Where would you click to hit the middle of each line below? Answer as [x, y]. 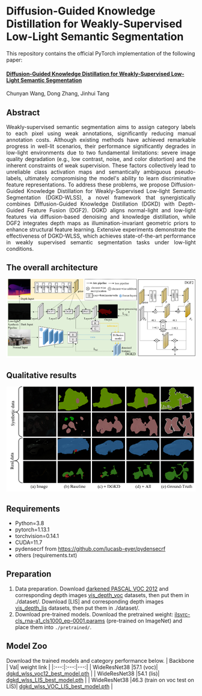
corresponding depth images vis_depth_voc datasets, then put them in [102, 595]
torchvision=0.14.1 [37, 536]
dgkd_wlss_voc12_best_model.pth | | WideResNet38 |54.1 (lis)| [83, 673]
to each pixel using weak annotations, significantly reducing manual [101, 133]
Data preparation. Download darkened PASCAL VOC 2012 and [92, 589]
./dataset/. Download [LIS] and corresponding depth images [89, 601]
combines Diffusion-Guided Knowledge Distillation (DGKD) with [90, 204]
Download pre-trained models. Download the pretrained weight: [94, 614]
